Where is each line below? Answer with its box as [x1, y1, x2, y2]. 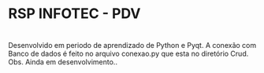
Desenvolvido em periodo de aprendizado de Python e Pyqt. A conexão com [8, 41, 257, 50]
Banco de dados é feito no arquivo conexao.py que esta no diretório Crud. [8, 49, 249, 59]
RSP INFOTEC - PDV [8, 5, 141, 23]
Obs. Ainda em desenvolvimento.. [8, 57, 118, 67]
